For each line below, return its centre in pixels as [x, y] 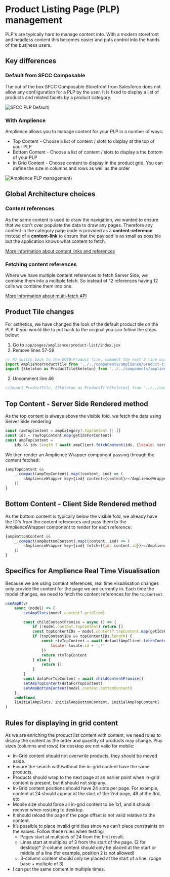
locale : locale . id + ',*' [78, 646]
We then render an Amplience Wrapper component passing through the [80, 455]
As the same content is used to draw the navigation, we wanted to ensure [82, 220]
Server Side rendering [28, 421]
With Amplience [26, 120]
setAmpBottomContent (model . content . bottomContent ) [78, 688]
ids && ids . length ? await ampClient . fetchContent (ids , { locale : [85, 445]
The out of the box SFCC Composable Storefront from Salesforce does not [83, 86]
